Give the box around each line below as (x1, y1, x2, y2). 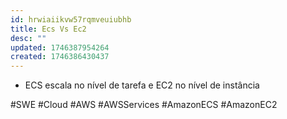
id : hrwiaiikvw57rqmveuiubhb (10, 14, 132, 25)
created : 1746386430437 (10, 52, 110, 62)
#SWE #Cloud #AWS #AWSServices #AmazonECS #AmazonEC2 (10, 99, 278, 111)
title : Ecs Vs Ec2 (10, 24, 87, 34)
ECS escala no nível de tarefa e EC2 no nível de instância (24, 79, 260, 91)
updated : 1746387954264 (10, 42, 110, 53)
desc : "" (10, 33, 47, 43)
